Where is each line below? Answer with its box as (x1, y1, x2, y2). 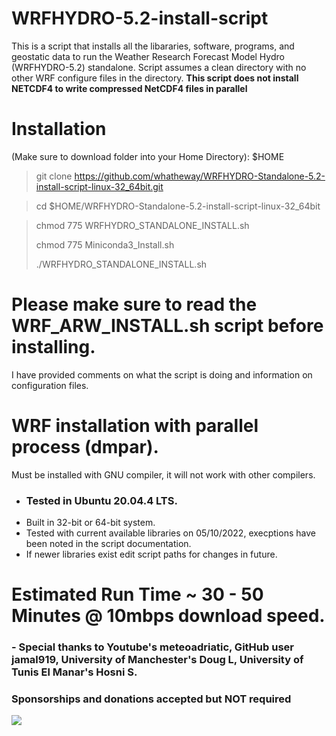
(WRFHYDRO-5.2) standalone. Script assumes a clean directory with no (11, 61, 307, 73)
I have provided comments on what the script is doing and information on (11, 368, 313, 381)
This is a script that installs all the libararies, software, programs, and (11, 40, 295, 52)
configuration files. (11, 379, 89, 391)
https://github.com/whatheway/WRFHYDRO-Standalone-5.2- (74, 170, 326, 182)
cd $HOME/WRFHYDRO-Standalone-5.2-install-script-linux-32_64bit (35, 200, 321, 212)
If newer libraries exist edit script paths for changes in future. (25, 548, 278, 561)
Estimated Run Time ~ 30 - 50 (11, 583, 264, 606)
